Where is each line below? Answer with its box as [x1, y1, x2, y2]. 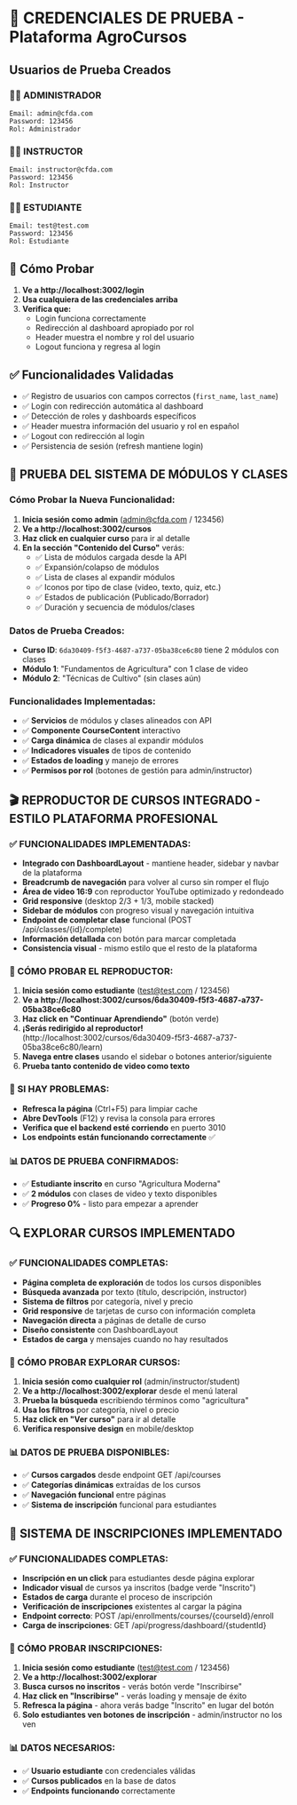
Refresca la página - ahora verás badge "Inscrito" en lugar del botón [21, 1700, 275, 1711]
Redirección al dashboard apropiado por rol [35, 323, 195, 333]
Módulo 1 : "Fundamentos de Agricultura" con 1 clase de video [21, 664, 248, 675]
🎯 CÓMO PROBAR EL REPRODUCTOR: [9, 964, 174, 977]
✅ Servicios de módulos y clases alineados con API [21, 715, 213, 726]
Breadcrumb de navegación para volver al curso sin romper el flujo [21, 877, 270, 888]
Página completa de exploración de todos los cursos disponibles [21, 1277, 262, 1288]
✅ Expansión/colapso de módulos [35, 562, 160, 572]
